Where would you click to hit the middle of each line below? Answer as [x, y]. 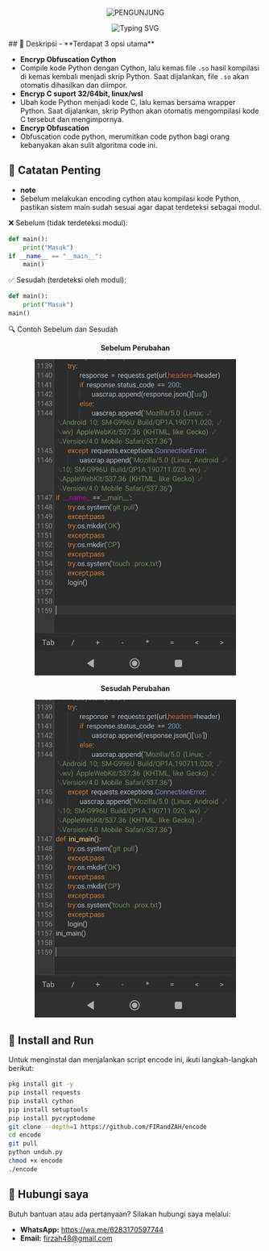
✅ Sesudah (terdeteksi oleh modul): [67, 280]
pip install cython [41, 1101]
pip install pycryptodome [52, 1118]
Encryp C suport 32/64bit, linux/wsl [81, 94]
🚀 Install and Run [51, 1040]
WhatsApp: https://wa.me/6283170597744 [91, 1229]
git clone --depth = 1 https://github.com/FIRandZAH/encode [108, 1127]
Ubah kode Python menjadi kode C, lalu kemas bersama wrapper [128, 102]
